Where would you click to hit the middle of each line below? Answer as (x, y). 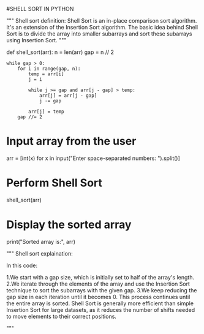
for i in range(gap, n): (49, 69)
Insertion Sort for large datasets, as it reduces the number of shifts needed (100, 309)
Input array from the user (71, 141)
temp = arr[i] (46, 74)
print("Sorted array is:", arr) (41, 241)
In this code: (22, 265)
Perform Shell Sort (55, 183)
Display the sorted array (69, 225)
